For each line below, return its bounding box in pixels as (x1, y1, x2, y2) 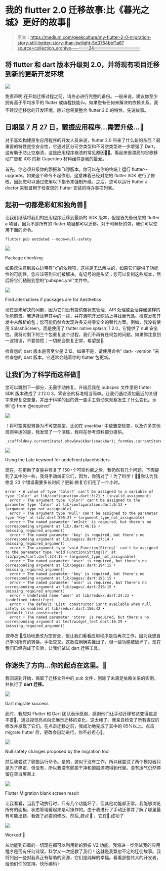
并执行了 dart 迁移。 (5, 681, 47, 687)
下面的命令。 (9, 227, 36, 233)
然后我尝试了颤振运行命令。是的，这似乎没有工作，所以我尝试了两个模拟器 (5, 759, 157, 765)
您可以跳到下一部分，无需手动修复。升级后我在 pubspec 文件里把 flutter (5, 385, 152, 390)
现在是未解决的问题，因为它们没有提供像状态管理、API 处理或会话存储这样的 (5, 307, 161, 313)
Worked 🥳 (5, 832, 26, 838)
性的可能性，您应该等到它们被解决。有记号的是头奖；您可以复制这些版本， (5, 271, 157, 277)
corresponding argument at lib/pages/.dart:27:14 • (5, 537, 114, 542)
